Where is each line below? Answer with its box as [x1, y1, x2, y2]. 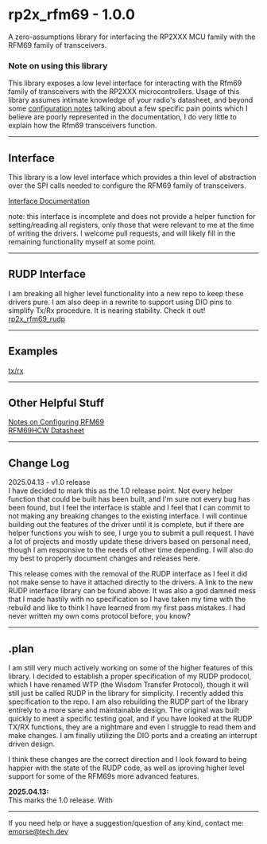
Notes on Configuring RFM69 [8, 417, 105, 427]
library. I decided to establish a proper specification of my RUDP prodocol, [8, 671, 252, 682]
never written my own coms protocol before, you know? [8, 612, 191, 621]
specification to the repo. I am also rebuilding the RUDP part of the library [8, 697, 249, 706]
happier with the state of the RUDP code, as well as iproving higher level [8, 763, 245, 773]
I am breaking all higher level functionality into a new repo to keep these [8, 288, 244, 298]
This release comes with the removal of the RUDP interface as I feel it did [8, 569, 248, 579]
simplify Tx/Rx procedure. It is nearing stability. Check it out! [8, 305, 206, 315]
